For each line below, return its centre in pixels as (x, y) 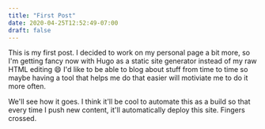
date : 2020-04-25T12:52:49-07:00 (63, 23)
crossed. (23, 119)
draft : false (30, 30)
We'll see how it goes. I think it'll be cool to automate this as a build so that (129, 102)
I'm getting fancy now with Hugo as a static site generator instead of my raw (132, 61)
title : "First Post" (42, 15)
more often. (27, 86)
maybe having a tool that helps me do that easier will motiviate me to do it (128, 78)
